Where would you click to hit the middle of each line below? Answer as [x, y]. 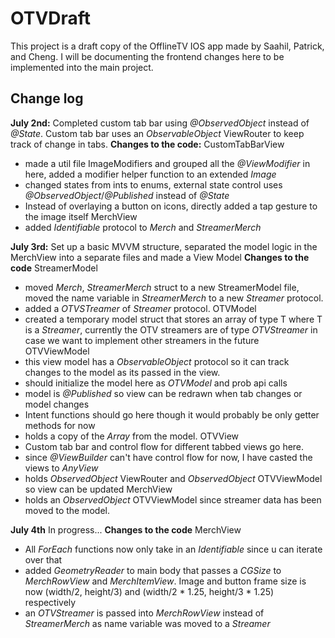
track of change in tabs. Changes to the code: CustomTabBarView [147, 144]
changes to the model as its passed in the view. [122, 372]
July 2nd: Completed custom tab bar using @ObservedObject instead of [160, 123]
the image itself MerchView [81, 216]
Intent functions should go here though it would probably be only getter [172, 414]
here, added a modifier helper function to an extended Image [150, 174]
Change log [47, 98]
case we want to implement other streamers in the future [142, 340]
